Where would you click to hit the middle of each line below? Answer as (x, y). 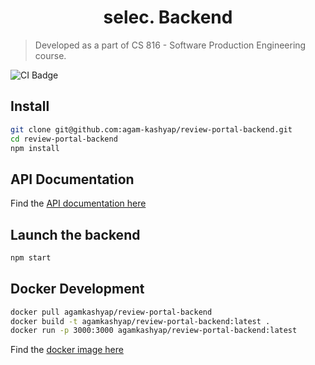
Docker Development (77, 289)
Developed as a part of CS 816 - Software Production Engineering (170, 45)
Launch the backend (75, 234)
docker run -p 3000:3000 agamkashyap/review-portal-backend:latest (154, 331)
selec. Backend (168, 17)
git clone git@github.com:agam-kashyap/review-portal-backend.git (151, 129)
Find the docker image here (67, 350)
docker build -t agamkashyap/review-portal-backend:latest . (140, 321)
